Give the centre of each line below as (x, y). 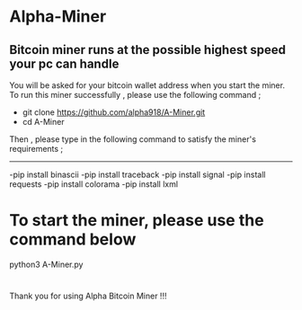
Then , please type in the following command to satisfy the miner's (133, 139)
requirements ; (36, 149)
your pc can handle (64, 63)
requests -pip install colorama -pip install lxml (93, 184)
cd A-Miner (43, 122)
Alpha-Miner (58, 17)
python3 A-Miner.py (46, 264)
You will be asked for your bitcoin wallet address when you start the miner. (147, 85)
